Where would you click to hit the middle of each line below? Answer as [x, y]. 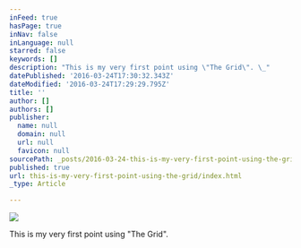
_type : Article [38, 184]
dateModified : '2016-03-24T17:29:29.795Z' [90, 84]
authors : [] [31, 109]
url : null [35, 142]
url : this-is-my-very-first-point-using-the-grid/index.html [126, 175]
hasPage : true [36, 26]
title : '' [28, 92]
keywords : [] [34, 59]
